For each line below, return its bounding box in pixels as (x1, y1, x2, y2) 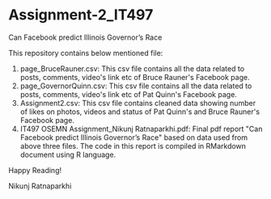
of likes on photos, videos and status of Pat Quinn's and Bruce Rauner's (19, 107, 260, 116)
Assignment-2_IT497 (8, 6, 154, 24)
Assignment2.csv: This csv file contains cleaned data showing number (19, 98, 256, 108)
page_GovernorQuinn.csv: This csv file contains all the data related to (19, 81, 252, 91)
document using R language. (19, 150, 116, 159)
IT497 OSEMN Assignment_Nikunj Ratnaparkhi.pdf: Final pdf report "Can (19, 124, 263, 133)
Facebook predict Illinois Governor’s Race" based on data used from (19, 132, 248, 142)
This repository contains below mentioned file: (8, 48, 163, 57)
